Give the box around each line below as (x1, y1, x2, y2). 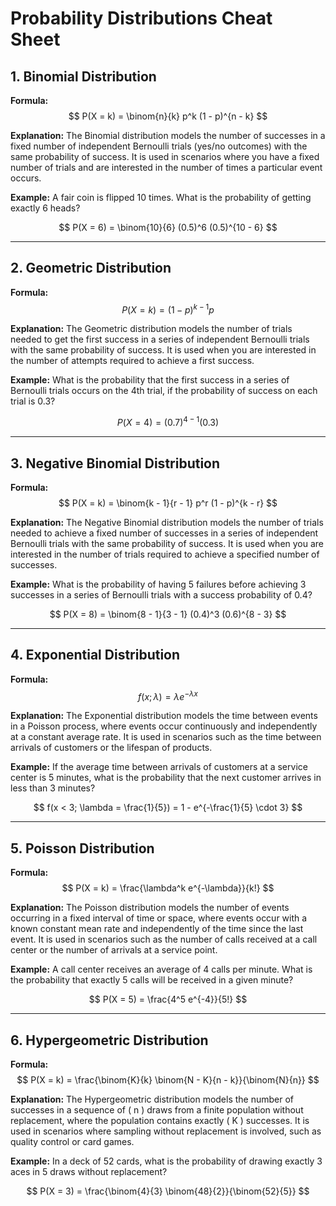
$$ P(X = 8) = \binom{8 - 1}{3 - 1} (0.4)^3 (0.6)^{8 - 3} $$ (49, 608, 287, 620)
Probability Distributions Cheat (10, 7, 273, 30)
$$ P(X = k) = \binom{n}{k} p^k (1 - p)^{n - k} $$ (68, 110, 268, 122)
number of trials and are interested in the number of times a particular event (10, 162, 323, 173)
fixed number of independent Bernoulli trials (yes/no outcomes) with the (10, 140, 308, 152)
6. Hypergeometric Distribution (10, 1032, 209, 1049)
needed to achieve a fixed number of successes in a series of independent (10, 527, 319, 539)
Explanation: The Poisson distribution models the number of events (10, 902, 290, 914)
